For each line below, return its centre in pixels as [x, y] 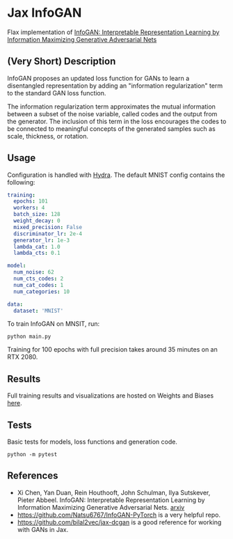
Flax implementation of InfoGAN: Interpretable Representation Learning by [113, 32]
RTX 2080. [23, 357]
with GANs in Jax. [43, 529]
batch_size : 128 [37, 214]
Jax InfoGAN [45, 13]
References [33, 476]
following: [21, 182]
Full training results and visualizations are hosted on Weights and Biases [111, 396]
